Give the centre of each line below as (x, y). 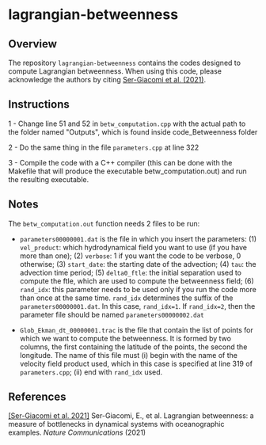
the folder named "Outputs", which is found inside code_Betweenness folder (133, 131)
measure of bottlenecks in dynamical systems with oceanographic (116, 424)
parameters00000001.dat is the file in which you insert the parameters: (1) (138, 238)
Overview (33, 44)
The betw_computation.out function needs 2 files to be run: (104, 223)
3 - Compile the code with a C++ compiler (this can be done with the (120, 162)
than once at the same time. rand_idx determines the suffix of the (126, 298)
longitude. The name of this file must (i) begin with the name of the (128, 355)
